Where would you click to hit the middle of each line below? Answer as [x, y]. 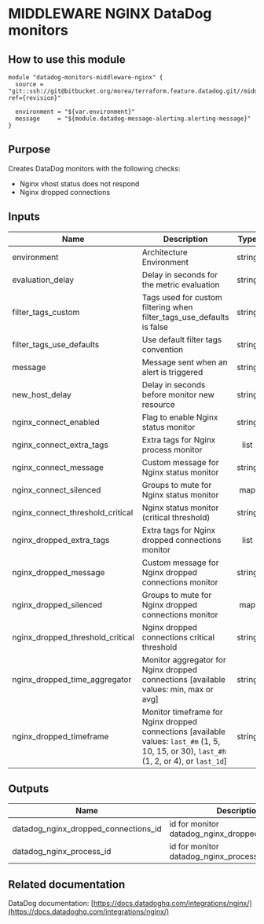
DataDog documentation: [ [51, 904]
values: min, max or [178, 689]
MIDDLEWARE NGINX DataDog [110, 14]
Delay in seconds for [180, 274]
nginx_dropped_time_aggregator [72, 679]
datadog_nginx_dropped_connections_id [87, 829]
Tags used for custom [182, 297]
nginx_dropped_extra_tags [61, 540]
